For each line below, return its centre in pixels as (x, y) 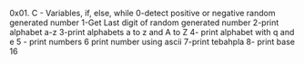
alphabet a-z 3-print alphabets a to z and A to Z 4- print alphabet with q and (152, 32)
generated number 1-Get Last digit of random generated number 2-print (144, 23)
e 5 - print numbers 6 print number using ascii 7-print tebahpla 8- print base (152, 41)
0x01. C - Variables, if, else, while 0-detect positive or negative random (142, 13)
